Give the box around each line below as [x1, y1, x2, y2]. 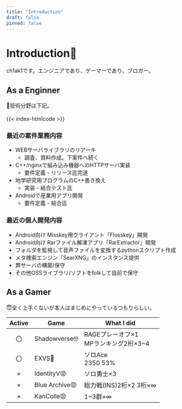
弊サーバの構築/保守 [15, 262, 66, 269]
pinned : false [6, 20, 42, 26]
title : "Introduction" [6, 8, 64, 15]
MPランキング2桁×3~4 [84, 339, 150, 348]
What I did [105, 319, 136, 327]
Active [9, 319, 29, 327]
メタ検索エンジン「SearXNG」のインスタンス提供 [15, 254, 140, 261]
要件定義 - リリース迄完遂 [24, 169, 89, 177]
